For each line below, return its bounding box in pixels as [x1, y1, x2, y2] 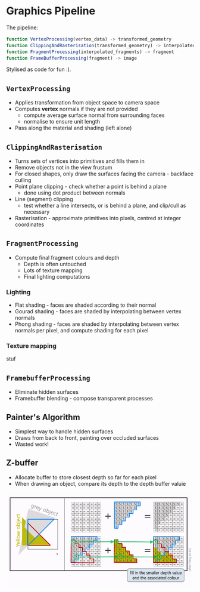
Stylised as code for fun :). [6, 66, 71, 73]
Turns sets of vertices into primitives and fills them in [14, 158, 145, 165]
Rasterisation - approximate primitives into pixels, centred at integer [14, 215, 182, 222]
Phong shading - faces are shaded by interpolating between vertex [14, 320, 180, 328]
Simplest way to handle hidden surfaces [14, 428, 114, 435]
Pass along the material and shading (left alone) [14, 124, 132, 132]
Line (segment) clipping [14, 196, 73, 203]
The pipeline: [6, 24, 39, 31]
